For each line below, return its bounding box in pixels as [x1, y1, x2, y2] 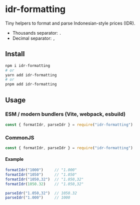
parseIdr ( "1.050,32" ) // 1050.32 [5, 190, 77, 195]
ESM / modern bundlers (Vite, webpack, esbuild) [5, 111, 126, 118]
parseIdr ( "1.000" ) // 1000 [5, 195, 70, 200]
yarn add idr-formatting [5, 72, 57, 77]
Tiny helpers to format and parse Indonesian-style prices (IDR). [5, 20, 135, 26]
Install [5, 50, 25, 58]
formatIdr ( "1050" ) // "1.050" [5, 172, 77, 177]
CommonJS [5, 134, 34, 141]
